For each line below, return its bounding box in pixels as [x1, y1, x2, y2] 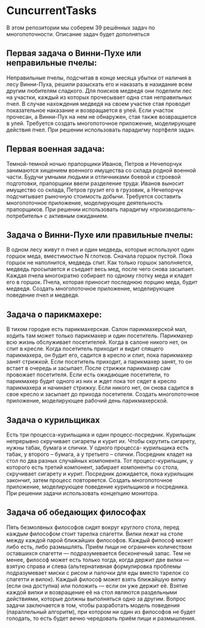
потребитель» [6, 212, 43, 219]
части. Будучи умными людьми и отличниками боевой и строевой [6, 173, 181, 181]
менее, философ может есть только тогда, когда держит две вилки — [6, 556, 190, 563]
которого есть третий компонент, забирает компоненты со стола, [6, 463, 179, 471]
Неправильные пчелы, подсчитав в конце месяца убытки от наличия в [6, 74, 192, 81]
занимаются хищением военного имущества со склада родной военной [6, 166, 196, 174]
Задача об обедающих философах [6, 507, 146, 518]
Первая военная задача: [6, 144, 105, 154]
